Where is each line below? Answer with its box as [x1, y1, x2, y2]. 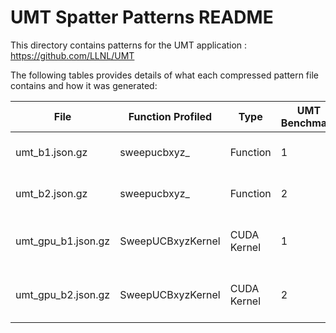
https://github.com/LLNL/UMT [10, 49, 135, 61]
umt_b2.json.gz [15, 186, 88, 200]
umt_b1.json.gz [15, 145, 88, 159]
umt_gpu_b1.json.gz [15, 234, 111, 248]
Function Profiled [128, 109, 213, 123]
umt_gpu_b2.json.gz [15, 287, 111, 301]
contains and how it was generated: [10, 79, 158, 91]
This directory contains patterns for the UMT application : [10, 39, 248, 51]
